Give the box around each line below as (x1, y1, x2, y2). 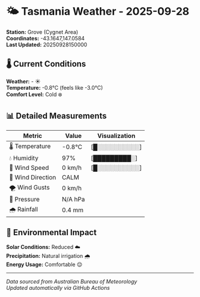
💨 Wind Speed (9, 163, 49, 172)
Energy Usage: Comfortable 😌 (6, 261, 83, 268)
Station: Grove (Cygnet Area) (6, 28, 79, 36)
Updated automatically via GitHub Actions (6, 285, 110, 292)
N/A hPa (61, 195, 85, 203)
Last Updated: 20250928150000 (6, 41, 87, 48)
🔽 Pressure (9, 195, 40, 203)
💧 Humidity (9, 154, 39, 162)
